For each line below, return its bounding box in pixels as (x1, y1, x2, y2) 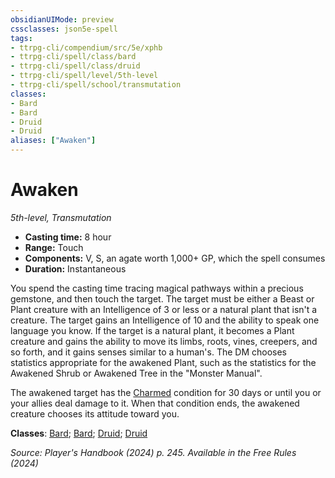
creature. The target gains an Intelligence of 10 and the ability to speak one (10, 314, 320, 326)
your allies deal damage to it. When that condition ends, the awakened (10, 397, 300, 409)
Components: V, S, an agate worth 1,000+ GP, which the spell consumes (24, 252, 326, 264)
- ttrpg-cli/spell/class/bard (10, 52, 137, 62)
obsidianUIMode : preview (10, 14, 114, 25)
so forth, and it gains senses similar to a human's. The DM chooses (10, 346, 287, 358)
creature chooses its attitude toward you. (10, 407, 180, 420)
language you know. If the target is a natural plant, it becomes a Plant (10, 324, 295, 336)
